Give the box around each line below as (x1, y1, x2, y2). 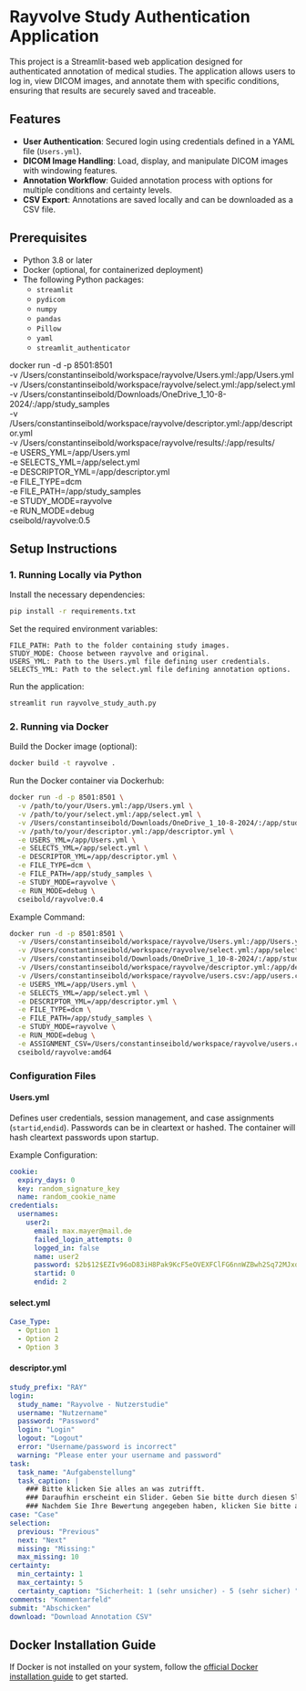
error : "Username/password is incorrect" (17, 1443, 178, 1452)
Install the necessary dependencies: (9, 589, 146, 600)
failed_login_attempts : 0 (33, 1234, 132, 1244)
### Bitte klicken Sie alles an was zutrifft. (25, 1485, 206, 1494)
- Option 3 (17, 1342, 59, 1352)
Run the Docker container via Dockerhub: (9, 775, 165, 786)
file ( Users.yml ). (22, 145, 82, 156)
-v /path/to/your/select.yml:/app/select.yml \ (17, 810, 202, 819)
